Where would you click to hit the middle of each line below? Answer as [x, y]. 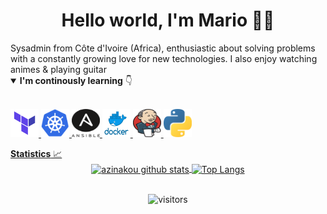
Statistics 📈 [36, 153]
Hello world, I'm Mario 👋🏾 [168, 20]
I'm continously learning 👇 [76, 80]
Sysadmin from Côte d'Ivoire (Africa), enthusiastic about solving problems [163, 48]
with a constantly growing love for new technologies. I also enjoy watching [164, 58]
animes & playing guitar [58, 69]
